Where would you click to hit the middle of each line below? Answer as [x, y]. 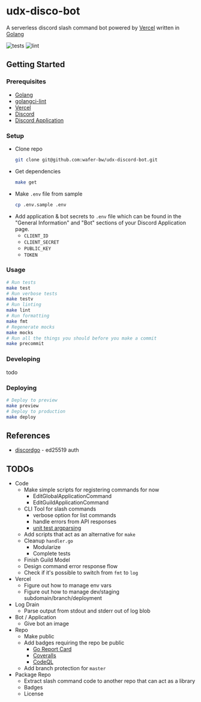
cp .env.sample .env [40, 205]
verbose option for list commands [74, 515]
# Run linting [24, 305]
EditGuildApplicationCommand [71, 503]
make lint [19, 310]
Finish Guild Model [47, 560]
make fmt [17, 321]
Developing [23, 359]
